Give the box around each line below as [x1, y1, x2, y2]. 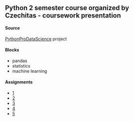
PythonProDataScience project [5, 36, 67, 42]
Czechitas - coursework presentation [5, 12, 121, 20]
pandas [12, 58, 28, 64]
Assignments [5, 79, 33, 85]
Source [5, 25, 20, 31]
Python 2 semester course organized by [5, 4, 129, 12]
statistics [12, 63, 31, 69]
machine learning [12, 68, 47, 74]
